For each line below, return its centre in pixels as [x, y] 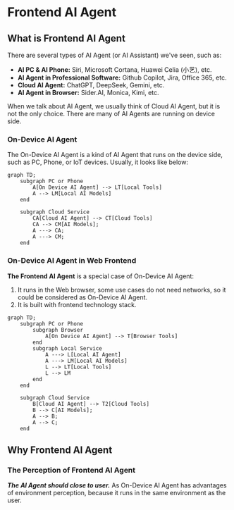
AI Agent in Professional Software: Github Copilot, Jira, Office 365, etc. [122, 77]
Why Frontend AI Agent [60, 450]
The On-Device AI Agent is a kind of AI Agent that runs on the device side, [115, 155]
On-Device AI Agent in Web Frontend [72, 261]
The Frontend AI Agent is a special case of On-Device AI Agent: [100, 276]
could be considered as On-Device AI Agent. [82, 297]
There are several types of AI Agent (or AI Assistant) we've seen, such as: [115, 55]
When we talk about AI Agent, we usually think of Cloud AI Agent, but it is [114, 106]
